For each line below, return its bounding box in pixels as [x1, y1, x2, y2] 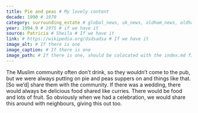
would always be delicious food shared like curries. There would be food [6, 87, 183, 94]
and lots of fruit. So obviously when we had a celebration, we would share [6, 94, 186, 101]
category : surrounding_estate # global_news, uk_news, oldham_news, [6, 19, 178, 25]
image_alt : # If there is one [6, 42, 81, 48]
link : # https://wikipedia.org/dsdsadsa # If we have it [6, 36, 149, 42]
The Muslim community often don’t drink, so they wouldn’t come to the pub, [6, 68, 190, 75]
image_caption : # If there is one [6, 47, 91, 53]
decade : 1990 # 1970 [6, 14, 57, 20]
